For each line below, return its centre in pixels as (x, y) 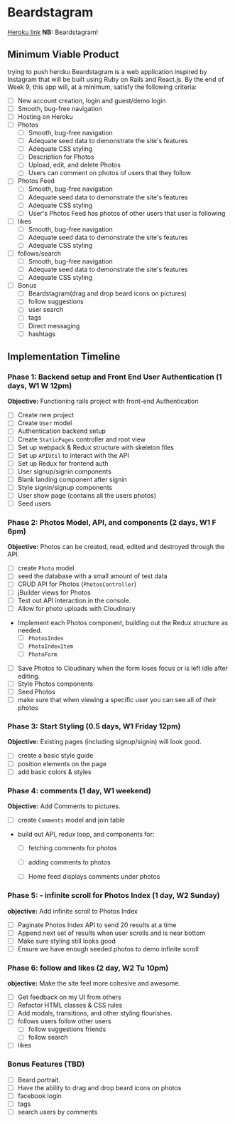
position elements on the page (62, 763)
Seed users (34, 503)
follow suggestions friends (67, 1029)
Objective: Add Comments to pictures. (64, 806)
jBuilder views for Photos (54, 592)
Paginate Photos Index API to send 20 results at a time (97, 925)
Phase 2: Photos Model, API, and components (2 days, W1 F (112, 522)
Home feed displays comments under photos (94, 877)
